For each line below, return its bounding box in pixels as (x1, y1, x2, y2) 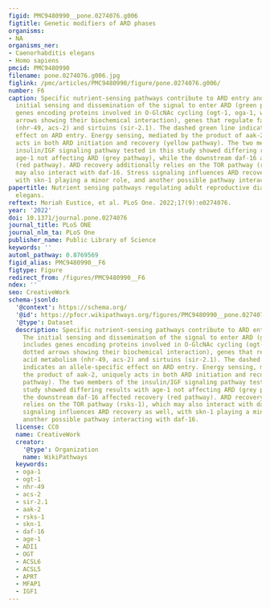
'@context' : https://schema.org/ (15, 303, 128, 311)
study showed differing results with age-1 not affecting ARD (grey (22, 385, 257, 394)
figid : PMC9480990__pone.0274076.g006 (8, 11, 138, 20)
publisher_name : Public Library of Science (8, 236, 157, 244)
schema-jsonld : (8, 296, 59, 304)
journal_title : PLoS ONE (8, 221, 92, 229)
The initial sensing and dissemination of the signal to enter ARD (22, 333, 253, 342)
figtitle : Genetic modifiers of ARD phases (8, 19, 157, 27)
